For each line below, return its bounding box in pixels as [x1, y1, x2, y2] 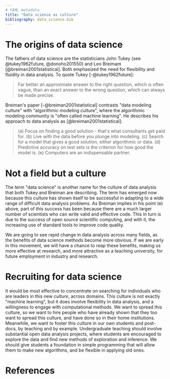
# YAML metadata [5, 7, 40, 13]
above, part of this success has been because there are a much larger [5, 206, 152, 212]
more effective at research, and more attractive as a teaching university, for [5, 248, 163, 254]
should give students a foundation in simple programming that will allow [5, 342, 155, 348]
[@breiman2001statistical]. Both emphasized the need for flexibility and [5, 66, 155, 73]
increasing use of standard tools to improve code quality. [5, 222, 124, 228]
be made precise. [17, 92, 55, 98]
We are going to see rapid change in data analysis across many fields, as [5, 232, 158, 238]
